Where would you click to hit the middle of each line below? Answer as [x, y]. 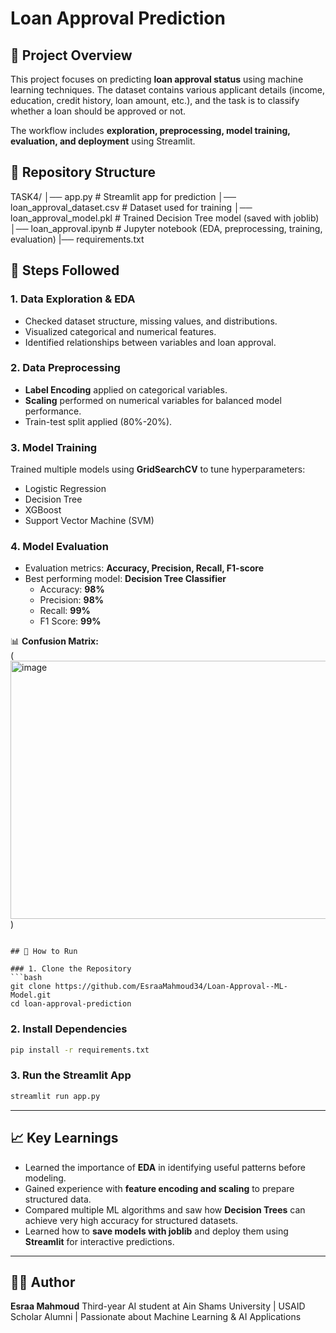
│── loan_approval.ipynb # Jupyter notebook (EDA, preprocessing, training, [166, 228]
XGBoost [43, 510]
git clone [31, 987]
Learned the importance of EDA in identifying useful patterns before [165, 1167]
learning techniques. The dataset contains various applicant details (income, [168, 90]
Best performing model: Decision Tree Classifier [125, 579]
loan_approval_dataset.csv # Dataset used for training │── [131, 207]
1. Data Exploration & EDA [73, 299]
